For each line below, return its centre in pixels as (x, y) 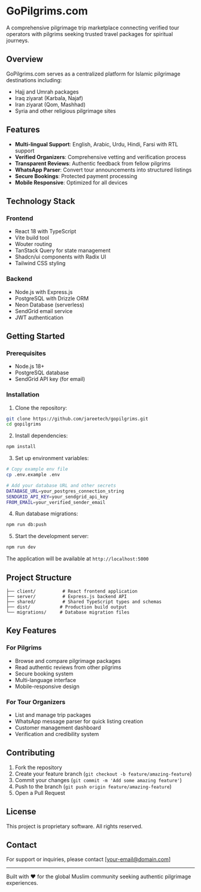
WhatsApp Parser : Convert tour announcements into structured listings (103, 170)
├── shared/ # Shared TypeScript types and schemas (84, 602)
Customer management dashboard (58, 728)
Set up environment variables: (52, 458)
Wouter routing (33, 244)
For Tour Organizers (36, 702)
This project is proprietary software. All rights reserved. (74, 826)
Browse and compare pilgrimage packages (68, 660)
